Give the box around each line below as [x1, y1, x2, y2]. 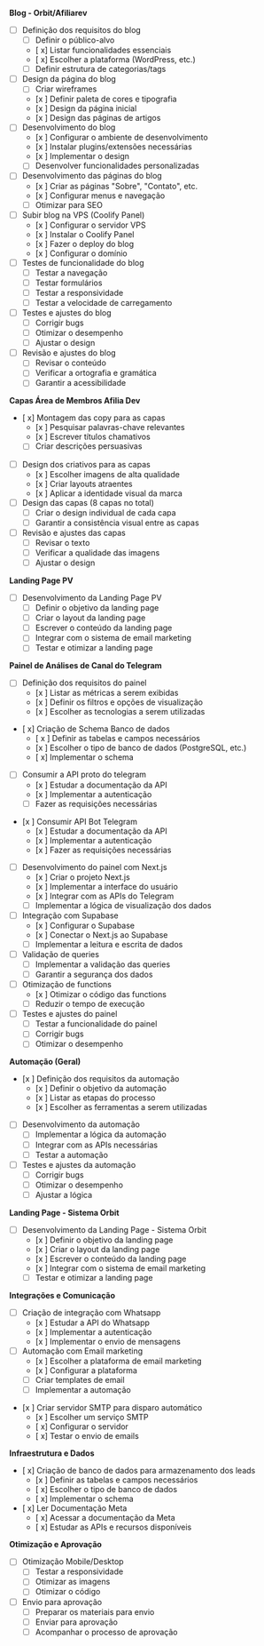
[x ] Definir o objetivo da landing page [35, 1234, 174, 1245]
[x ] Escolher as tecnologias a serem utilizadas [35, 707, 206, 717]
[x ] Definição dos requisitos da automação [21, 1074, 180, 1084]
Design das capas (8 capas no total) [21, 497, 155, 507]
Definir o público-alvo [35, 35, 115, 45]
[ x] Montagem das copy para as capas [21, 412, 166, 423]
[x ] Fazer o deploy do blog [35, 238, 135, 249]
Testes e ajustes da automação [21, 1159, 136, 1170]
